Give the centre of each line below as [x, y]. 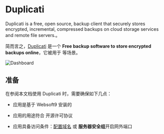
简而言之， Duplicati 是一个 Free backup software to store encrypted [78, 46]
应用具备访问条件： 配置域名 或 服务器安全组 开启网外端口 [72, 126]
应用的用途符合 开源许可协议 [43, 115]
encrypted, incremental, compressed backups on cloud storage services [82, 29]
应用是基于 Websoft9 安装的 [42, 104]
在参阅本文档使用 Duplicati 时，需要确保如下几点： [58, 93]
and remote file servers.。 [33, 35]
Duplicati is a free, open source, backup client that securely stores [75, 24]
